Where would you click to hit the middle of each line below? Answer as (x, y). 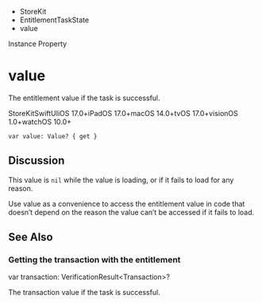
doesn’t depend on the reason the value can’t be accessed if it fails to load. (131, 212)
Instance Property (38, 44)
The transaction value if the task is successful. (84, 293)
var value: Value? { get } (53, 136)
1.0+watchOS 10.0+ (40, 122)
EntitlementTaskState (54, 20)
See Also (31, 237)
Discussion (37, 161)
